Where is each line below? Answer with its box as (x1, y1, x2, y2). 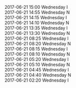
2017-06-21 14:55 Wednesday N (4, 9, 70, 15)
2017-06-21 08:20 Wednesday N (4, 41, 71, 46)
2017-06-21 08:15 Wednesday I (4, 46, 68, 52)
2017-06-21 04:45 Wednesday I (4, 67, 69, 73)
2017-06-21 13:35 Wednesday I (4, 25, 68, 31)
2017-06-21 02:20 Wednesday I (4, 77, 69, 83)
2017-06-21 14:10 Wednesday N (4, 20, 70, 26)
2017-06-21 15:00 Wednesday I (4, 4, 68, 10)
